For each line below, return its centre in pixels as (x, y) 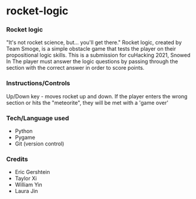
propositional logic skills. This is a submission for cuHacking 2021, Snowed (98, 55)
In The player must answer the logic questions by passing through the (92, 61)
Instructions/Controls (38, 83)
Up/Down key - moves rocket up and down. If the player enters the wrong (97, 96)
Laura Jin (26, 191)
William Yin (28, 185)
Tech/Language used (38, 118)
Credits (17, 159)
